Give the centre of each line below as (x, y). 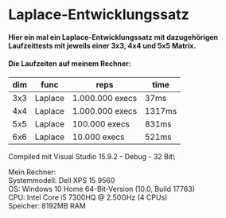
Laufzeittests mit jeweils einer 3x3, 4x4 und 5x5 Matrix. (102, 45)
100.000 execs (101, 123)
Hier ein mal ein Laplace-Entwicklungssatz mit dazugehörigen (113, 37)
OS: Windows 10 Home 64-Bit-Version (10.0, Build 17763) (101, 189)
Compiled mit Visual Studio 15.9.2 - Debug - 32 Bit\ (92, 156)
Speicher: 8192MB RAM (47, 205)
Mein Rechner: (32, 172)
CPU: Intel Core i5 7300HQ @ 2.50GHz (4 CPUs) (88, 197)
